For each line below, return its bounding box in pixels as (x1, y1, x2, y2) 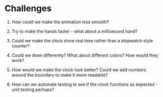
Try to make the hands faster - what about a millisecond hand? (11, 28, 138, 34)
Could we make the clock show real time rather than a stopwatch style (11, 37, 153, 44)
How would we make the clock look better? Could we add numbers (11, 66, 147, 73)
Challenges (4, 3, 52, 14)
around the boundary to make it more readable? (11, 72, 108, 78)
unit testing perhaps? (11, 86, 55, 92)
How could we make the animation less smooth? (11, 19, 109, 25)
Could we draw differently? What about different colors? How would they (11, 52, 158, 58)
